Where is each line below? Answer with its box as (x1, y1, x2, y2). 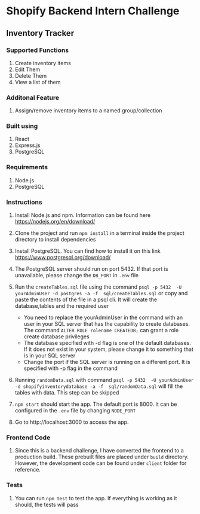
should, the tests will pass (14, 501, 79, 508)
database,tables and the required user (14, 302, 109, 310)
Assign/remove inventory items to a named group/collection (14, 107, 162, 114)
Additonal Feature (6, 93, 60, 102)
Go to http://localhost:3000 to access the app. (14, 418, 129, 426)
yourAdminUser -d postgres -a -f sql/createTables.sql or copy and (14, 290, 188, 297)
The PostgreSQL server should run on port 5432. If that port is (14, 265, 168, 273)
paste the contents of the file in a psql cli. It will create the (14, 296, 157, 303)
